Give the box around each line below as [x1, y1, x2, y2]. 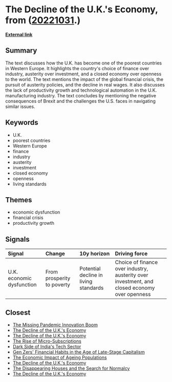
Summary [5, 46, 37, 55]
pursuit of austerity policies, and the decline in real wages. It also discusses [5, 81, 165, 88]
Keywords [5, 118, 38, 127]
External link [5, 31, 33, 37]
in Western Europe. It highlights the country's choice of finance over [5, 65, 149, 71]
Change [45, 250, 66, 257]
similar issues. [5, 103, 35, 110]
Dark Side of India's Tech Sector [12, 344, 81, 349]
